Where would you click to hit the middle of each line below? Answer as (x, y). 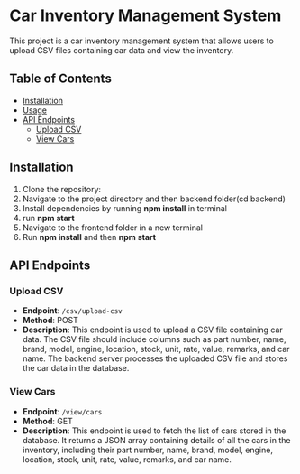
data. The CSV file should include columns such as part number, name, (154, 339)
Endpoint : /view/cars (62, 411)
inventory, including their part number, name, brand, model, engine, (147, 450)
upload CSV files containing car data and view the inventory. (122, 50)
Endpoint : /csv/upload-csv (73, 311)
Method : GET (48, 421)
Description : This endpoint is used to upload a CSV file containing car (153, 330)
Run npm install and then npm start (89, 237)
